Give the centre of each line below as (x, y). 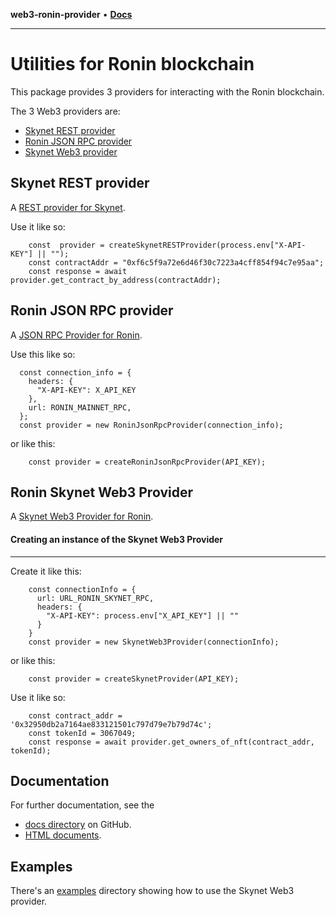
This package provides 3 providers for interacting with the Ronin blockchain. (167, 91)
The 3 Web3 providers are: (65, 111)
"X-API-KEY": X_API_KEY (86, 390)
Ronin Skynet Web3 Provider (101, 492)
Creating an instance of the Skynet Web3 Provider (117, 539)
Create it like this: (46, 571)
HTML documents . (63, 835)
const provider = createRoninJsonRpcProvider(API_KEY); (147, 462)
